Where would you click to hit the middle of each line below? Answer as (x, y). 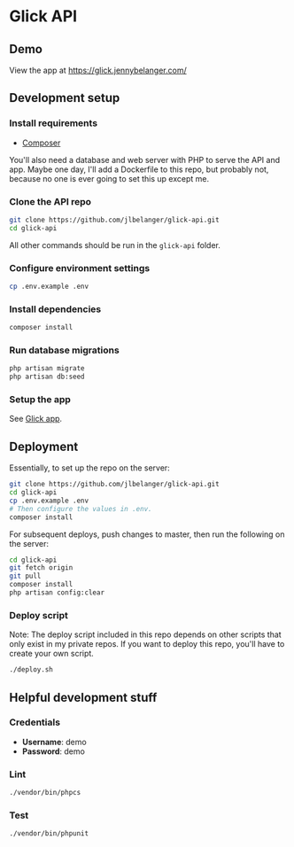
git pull (25, 576)
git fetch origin (41, 568)
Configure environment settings (80, 268)
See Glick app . (36, 419)
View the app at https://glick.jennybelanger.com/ (98, 70)
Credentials (35, 722)
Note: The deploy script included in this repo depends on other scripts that (145, 634)
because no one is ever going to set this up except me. (109, 178)
